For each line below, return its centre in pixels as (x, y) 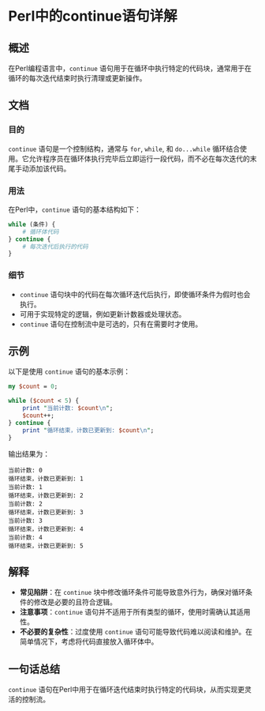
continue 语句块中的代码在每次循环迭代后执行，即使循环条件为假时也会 (135, 294)
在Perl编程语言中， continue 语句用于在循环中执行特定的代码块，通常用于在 (130, 68)
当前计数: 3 (26, 521)
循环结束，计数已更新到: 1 (46, 479)
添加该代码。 (50, 168)
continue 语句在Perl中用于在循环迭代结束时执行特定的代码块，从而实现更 (127, 690)
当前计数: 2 (26, 504)
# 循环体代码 (41, 231)
